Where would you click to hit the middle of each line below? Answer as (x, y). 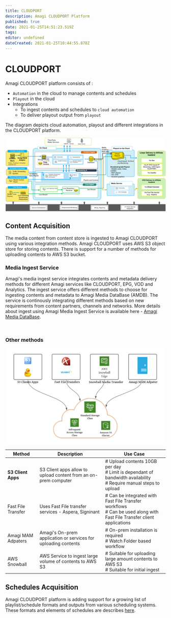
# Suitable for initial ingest (132, 569)
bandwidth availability (128, 478)
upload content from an (64, 475)
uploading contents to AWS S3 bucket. (46, 254)
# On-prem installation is (131, 530)
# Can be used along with (132, 512)
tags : (11, 32)
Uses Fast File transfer (63, 506)
